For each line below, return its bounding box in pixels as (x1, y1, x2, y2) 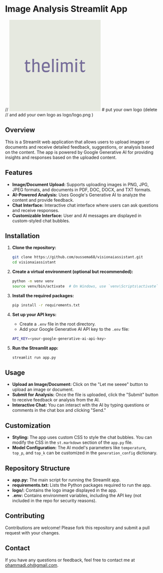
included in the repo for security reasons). (12, 497, 97, 503)
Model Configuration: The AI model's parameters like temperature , (12, 445, 147, 451)
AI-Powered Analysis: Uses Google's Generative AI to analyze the (12, 191, 146, 198)
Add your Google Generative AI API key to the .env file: (19, 326, 130, 332)
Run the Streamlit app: (12, 345, 58, 351)
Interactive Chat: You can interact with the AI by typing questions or (12, 402, 150, 408)
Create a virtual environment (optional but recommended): (12, 269, 133, 275)
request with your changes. (5, 530, 60, 535)
